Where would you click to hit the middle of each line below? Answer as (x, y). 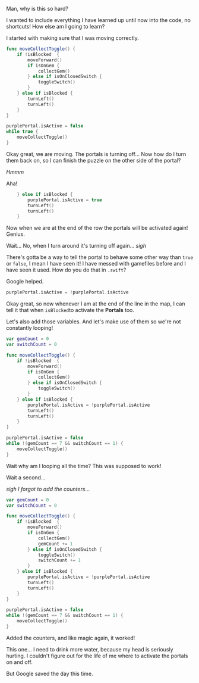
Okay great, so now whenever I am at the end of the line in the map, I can (96, 304)
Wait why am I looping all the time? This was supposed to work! (84, 466)
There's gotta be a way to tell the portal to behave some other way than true (100, 257)
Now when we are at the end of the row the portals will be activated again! (97, 228)
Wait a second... (26, 477)
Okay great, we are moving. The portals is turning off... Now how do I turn (96, 154)
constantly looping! (30, 328)
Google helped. (25, 282)
